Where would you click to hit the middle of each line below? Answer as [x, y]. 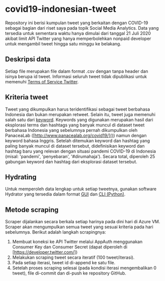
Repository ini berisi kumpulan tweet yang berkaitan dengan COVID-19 [77, 23]
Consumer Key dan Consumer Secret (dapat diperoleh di [70, 247]
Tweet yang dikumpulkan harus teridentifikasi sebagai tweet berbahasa [78, 109]
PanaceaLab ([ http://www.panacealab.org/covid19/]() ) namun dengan [76, 135]
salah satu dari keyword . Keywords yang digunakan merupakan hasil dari [79, 120]
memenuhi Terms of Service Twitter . [42, 81]
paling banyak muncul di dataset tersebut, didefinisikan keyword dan [75, 146]
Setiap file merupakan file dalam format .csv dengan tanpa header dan [77, 71]
